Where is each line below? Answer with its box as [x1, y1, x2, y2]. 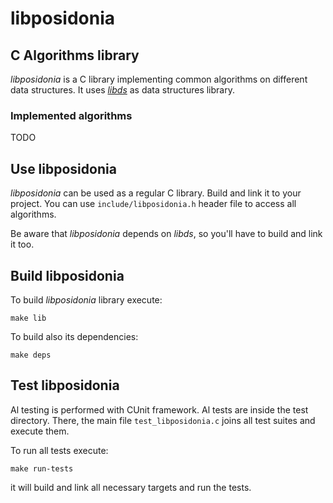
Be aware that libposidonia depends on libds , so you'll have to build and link [10, 228, 323, 240]
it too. [10, 238, 35, 251]
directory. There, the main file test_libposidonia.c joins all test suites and [10, 414, 316, 426]
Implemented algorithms [10, 108, 133, 122]
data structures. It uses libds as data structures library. [10, 84, 235, 96]
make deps [10, 350, 52, 360]
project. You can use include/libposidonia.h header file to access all [10, 198, 297, 210]
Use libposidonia [10, 160, 117, 177]
